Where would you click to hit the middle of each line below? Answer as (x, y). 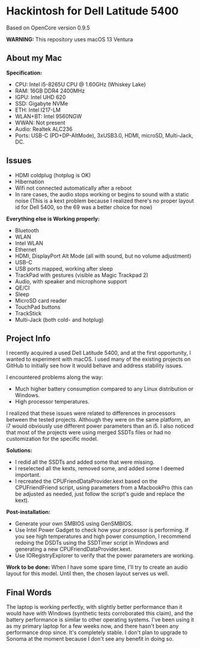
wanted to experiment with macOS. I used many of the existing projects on (98, 359)
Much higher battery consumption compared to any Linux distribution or (104, 389)
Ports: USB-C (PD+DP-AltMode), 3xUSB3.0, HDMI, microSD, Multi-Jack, (104, 135)
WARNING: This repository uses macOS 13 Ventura (70, 39)
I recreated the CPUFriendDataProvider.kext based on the (86, 481)
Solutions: (20, 450)
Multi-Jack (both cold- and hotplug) (59, 319)
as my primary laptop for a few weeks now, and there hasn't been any (92, 626)
